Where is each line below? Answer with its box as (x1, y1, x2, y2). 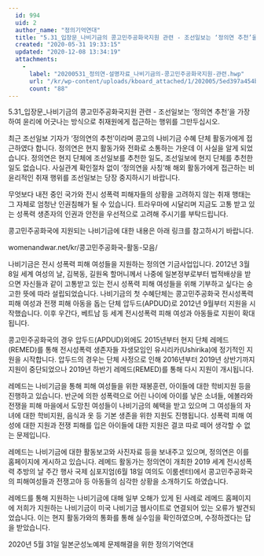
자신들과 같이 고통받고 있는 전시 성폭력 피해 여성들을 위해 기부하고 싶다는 (22, 279, 245, 289)
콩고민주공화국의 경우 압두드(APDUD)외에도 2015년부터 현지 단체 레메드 (8, 335, 229, 344)
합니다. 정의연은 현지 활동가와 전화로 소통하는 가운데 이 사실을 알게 (35, 143, 239, 153)
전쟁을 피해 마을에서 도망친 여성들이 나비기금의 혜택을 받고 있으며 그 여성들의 (8, 401, 244, 411)
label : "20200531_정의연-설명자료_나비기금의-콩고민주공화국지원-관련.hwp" (28, 70, 245, 78)
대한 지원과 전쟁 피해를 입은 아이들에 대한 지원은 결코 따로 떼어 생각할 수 (22, 421, 243, 430)
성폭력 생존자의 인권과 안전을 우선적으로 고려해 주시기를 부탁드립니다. (16, 209, 229, 219)
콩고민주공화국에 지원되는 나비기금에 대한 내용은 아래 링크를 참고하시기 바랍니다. (8, 226, 254, 236)
